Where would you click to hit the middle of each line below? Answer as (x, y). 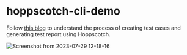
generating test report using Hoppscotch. (59, 34)
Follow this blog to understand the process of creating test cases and (94, 28)
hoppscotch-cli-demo (64, 11)
